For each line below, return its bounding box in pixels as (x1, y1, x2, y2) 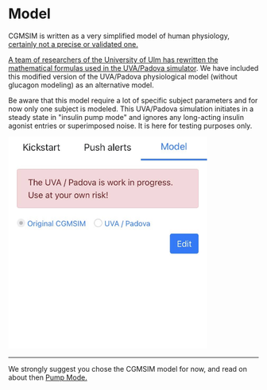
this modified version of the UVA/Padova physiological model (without (8, 71, 238, 81)
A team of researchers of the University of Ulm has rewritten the (8, 55, 219, 64)
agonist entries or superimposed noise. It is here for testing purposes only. (8, 121, 253, 130)
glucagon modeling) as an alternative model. (8, 80, 154, 90)
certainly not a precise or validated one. (8, 39, 139, 48)
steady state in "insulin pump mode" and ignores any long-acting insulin (8, 112, 245, 122)
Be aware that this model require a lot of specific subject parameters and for (8, 95, 258, 105)
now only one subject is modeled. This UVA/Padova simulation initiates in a (8, 104, 254, 114)
